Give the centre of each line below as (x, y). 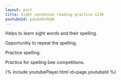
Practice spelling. (23, 52)
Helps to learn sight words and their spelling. (51, 33)
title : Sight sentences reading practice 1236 (54, 14)
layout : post (19, 10)
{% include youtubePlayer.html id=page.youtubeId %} (61, 72)
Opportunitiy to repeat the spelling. (41, 43)
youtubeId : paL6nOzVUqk (30, 19)
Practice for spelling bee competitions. (45, 62)
